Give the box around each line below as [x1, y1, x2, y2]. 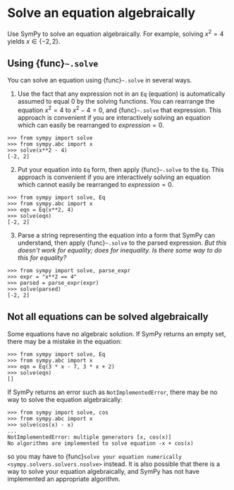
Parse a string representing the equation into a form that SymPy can [17, 231, 216, 240]
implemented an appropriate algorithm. [7, 474, 121, 483]
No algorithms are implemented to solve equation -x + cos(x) [7, 439, 194, 447]
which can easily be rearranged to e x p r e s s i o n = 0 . [17, 121, 164, 130]
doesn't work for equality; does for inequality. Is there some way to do [17, 246, 222, 255]
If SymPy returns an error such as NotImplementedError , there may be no [7, 388, 218, 396]
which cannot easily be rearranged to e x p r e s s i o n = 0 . [17, 180, 174, 189]
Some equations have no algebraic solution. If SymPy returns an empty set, [7, 329, 226, 338]
